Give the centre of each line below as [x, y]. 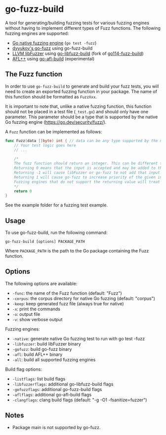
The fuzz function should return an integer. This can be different [86, 164]
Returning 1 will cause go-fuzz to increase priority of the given [85, 177]
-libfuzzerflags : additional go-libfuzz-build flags [63, 384]
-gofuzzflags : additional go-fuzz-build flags [57, 389]
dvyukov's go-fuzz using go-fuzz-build [52, 48]
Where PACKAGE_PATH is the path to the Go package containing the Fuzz [77, 251]
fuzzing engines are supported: [37, 33]
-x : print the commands [36, 309]
